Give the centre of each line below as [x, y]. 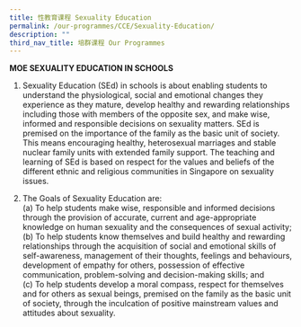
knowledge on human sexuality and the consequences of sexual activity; [157, 227]
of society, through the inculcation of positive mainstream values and [150, 304]
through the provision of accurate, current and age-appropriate [139, 217]
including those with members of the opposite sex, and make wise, [146, 114]
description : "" [40, 34]
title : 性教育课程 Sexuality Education [80, 18]
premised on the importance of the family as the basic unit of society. [151, 133]
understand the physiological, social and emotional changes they [142, 95]
